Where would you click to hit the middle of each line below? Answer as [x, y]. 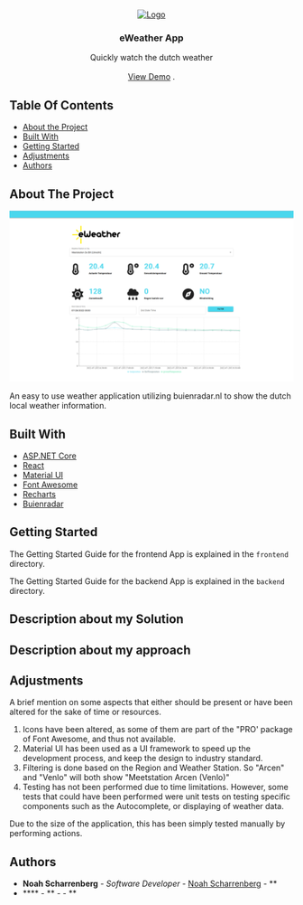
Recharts [39, 494]
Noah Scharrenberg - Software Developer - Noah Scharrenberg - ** [150, 884]
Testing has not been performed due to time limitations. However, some [155, 787]
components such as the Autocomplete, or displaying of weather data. [153, 806]
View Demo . [151, 77]
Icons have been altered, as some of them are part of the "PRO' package [157, 730]
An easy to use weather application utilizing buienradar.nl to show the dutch [150, 396]
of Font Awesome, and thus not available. [99, 739]
